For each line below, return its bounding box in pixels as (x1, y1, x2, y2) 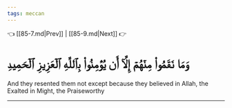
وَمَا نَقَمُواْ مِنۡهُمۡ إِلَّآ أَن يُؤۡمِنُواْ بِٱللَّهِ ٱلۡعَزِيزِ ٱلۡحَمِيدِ (7, 56, 189, 72)
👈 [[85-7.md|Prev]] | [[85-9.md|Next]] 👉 (7, 29, 127, 38)
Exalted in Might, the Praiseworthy (7, 87, 105, 95)
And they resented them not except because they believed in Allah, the (7, 79, 209, 87)
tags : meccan (7, 10, 45, 17)
